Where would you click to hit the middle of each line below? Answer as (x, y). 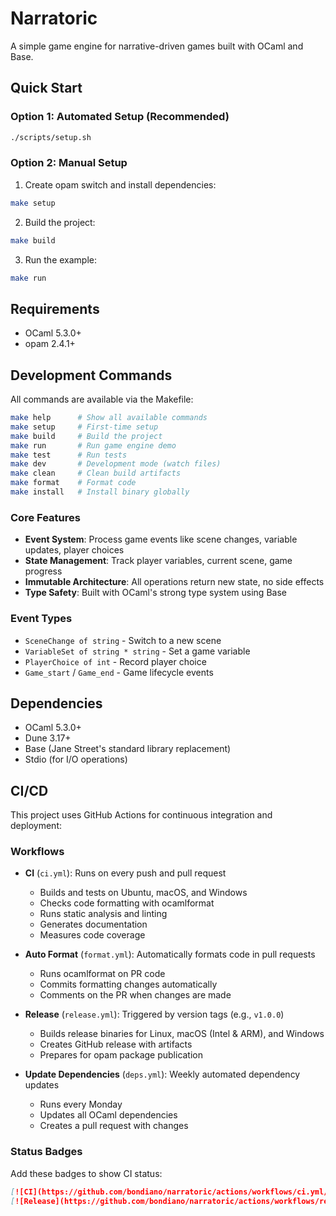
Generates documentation (93, 924)
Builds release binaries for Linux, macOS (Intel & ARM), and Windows (182, 1034)
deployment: (36, 826)
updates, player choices (74, 550)
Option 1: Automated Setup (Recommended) (120, 117)
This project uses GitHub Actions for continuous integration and (141, 815)
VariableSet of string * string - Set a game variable (137, 651)
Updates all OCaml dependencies (108, 1115)
